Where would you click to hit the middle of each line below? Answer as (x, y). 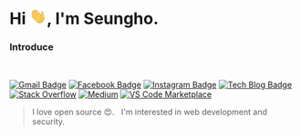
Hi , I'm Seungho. (84, 19)
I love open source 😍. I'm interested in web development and (149, 112)
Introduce (31, 47)
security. (48, 121)
